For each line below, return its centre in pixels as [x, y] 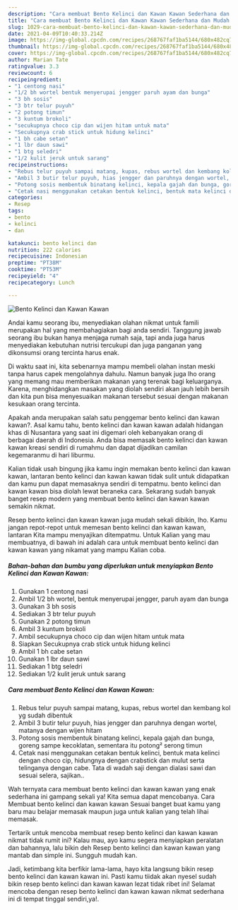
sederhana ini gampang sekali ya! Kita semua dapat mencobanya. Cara [111, 796]
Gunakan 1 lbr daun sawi [54, 659]
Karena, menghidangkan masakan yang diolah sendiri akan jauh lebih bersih [119, 388]
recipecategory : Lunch [41, 282]
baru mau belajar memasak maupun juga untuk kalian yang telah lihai [108, 811]
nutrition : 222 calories [44, 250]
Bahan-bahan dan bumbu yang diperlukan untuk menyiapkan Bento [111, 566]
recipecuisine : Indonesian [48, 256]
